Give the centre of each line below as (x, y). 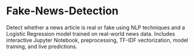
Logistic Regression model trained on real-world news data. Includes (91, 33)
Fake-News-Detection (62, 11)
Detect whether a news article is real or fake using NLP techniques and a (96, 27)
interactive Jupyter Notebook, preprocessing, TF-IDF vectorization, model (97, 40)
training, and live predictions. (42, 46)
